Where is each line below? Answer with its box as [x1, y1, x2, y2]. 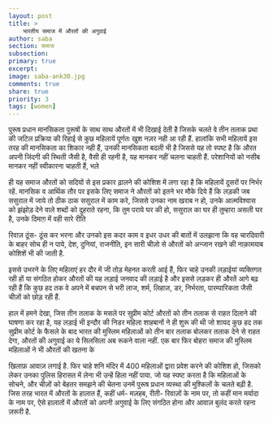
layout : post [8, 11, 53, 20]
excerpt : [8, 65, 38, 73]
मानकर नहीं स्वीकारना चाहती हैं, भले [8, 162, 99, 171]
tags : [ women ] [8, 102, 57, 110]
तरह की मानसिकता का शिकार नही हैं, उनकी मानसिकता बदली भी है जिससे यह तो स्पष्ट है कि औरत [8, 143, 257, 153]
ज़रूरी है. [8, 407, 32, 417]
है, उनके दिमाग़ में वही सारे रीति [8, 214, 86, 224]
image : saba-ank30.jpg [8, 72, 85, 80]
